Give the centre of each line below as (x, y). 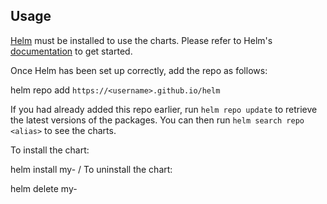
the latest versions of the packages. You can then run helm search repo (157, 120)
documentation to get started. (71, 51)
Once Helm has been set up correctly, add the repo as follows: (139, 70)
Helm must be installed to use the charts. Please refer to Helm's (141, 40)
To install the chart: (50, 150)
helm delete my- (44, 188)
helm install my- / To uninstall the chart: (91, 169)
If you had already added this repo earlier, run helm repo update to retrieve (164, 109)
